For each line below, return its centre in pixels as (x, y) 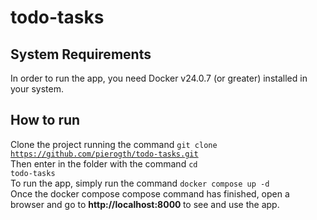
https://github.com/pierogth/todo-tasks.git (104, 154)
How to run (45, 120)
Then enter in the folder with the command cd (104, 163)
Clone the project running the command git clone (114, 144)
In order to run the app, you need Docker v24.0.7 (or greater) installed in (159, 78)
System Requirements (81, 54)
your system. (37, 89)
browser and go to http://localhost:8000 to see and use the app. (145, 204)
